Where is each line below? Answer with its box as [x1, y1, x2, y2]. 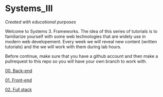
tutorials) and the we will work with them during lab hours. [5, 44, 122, 49]
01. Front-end [5, 77, 32, 83]
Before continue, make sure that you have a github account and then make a [5, 53, 158, 59]
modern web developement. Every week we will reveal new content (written [5, 38, 157, 44]
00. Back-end [5, 67, 33, 73]
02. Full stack [5, 86, 32, 92]
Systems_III [5, 3, 53, 14]
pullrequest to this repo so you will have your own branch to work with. [5, 58, 147, 64]
